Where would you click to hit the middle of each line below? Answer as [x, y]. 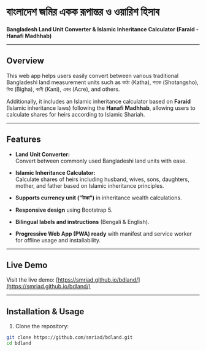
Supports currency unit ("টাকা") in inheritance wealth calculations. [98, 198]
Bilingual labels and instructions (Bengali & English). [82, 222]
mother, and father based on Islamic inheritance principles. [90, 185]
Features [24, 140]
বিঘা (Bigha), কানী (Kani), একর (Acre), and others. [63, 89]
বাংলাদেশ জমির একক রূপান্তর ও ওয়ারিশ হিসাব [83, 12]
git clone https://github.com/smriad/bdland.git [70, 337]
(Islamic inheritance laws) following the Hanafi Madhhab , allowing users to [101, 108]
